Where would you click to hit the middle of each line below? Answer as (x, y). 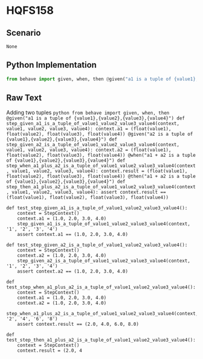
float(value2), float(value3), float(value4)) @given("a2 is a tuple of (100, 134)
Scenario (24, 33)
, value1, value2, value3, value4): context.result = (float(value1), (97, 171)
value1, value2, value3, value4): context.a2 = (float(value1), (89, 150)
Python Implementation (51, 65)
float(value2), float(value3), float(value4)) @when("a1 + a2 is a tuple (101, 155)
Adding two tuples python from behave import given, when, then (88, 112)
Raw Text (24, 98)
